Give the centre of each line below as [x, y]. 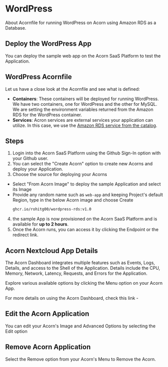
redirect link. [25, 235]
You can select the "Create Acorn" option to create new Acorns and [82, 164]
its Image [22, 190]
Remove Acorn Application [48, 347]
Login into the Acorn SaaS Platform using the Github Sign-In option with [87, 153]
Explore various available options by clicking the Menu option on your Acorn [84, 283]
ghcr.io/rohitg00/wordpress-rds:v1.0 [52, 209]
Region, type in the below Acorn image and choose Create [73, 200]
